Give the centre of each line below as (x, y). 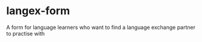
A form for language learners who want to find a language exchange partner (101, 27)
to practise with (26, 33)
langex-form (38, 11)
